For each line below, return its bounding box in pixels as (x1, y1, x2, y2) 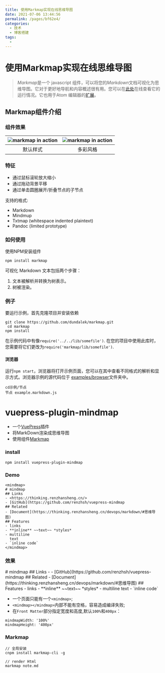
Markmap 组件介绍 (5, 108, 62, 116)
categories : (5, 21, 30, 26)
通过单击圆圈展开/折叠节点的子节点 (12, 186, 83, 193)
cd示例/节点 (5, 385, 27, 390)
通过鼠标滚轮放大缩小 (12, 174, 56, 180)
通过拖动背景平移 (12, 180, 47, 186)
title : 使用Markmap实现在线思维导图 (5, 7, 73, 12)
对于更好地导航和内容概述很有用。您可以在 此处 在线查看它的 (39, 86, 161, 91)
